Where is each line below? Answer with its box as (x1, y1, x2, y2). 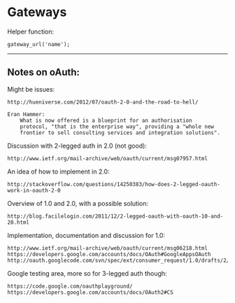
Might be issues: (7, 85, 55, 93)
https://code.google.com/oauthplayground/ (7, 283, 133, 290)
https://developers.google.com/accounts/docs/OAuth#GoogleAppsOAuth (7, 251, 211, 258)
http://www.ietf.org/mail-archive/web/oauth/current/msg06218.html (7, 244, 208, 252)
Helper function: (7, 27, 55, 36)
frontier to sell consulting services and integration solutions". (20, 129, 220, 136)
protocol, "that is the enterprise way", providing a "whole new (20, 123, 215, 130)
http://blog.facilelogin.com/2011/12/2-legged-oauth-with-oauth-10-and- (7, 213, 224, 220)
